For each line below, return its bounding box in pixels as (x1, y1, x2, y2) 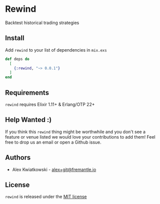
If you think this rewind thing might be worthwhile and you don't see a (5, 129, 146, 135)
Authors (5, 153, 31, 162)
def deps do (5, 57, 29, 61)
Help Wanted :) (5, 116, 52, 124)
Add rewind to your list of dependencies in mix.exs (5, 47, 107, 53)
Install (5, 34, 25, 42)
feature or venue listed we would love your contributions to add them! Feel (5, 134, 156, 140)
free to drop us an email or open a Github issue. (5, 139, 102, 145)
